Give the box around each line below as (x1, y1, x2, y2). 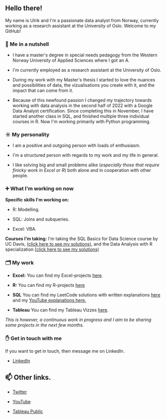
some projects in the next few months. (5, 322, 84, 328)
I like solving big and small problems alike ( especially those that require (12, 162, 160, 168)
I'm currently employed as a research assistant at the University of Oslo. (12, 67, 161, 73)
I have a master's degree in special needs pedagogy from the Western (12, 52, 157, 58)
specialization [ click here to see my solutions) (5, 246, 99, 252)
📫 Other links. (5, 373, 51, 381)
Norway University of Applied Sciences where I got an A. (12, 57, 130, 63)
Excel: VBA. (12, 226, 36, 232)
